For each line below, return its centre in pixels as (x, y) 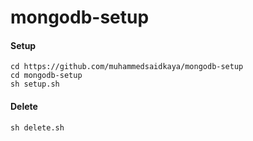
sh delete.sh (37, 127)
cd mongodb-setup (46, 76)
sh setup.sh (35, 84)
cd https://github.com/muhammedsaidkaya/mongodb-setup (127, 67)
